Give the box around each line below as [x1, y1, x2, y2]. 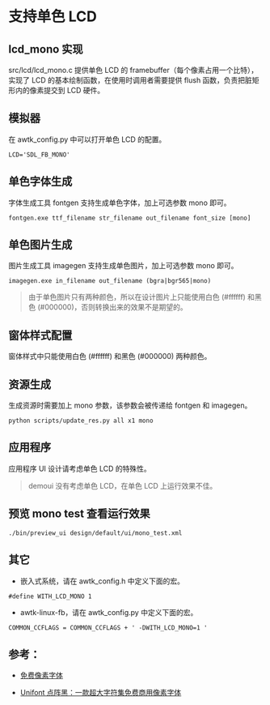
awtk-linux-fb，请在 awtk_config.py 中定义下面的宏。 [19, 607, 198, 617]
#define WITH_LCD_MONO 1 [8, 592, 92, 600]
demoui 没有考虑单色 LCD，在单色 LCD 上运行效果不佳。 [27, 481, 217, 490]
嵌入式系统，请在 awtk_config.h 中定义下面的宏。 [19, 576, 184, 586]
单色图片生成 [8, 238, 73, 252]
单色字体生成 [8, 175, 73, 189]
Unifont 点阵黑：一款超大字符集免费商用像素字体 [19, 688, 182, 698]
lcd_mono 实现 [8, 42, 83, 56]
